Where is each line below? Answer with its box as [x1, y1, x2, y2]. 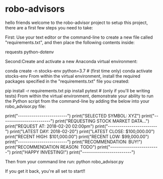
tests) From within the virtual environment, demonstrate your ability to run [5, 93, 154, 99]
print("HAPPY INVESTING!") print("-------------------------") [12, 149, 136, 155]
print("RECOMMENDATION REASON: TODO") [5, 144, 96, 150]
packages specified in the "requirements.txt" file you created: [5, 78, 130, 84]
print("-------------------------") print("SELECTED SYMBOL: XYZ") [5, 112, 141, 118]
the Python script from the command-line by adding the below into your [5, 98, 150, 104]
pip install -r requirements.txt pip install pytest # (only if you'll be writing [5, 88, 150, 93]
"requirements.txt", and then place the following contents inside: [5, 39, 135, 45]
